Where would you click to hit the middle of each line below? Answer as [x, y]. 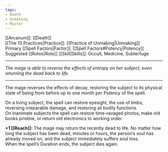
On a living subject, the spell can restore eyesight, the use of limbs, [74, 103]
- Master [14, 24]
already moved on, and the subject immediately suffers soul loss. [72, 139]
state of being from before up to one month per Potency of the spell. [75, 93]
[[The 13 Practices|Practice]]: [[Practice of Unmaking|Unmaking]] [72, 43]
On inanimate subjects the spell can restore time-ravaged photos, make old [82, 113]
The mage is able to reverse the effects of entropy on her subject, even [78, 68]
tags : [11, 10]
